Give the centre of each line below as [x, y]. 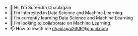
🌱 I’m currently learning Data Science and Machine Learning [71, 18]
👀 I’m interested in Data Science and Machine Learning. [67, 13]
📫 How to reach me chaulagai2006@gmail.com [59, 28]
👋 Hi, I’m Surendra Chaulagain [40, 8]
